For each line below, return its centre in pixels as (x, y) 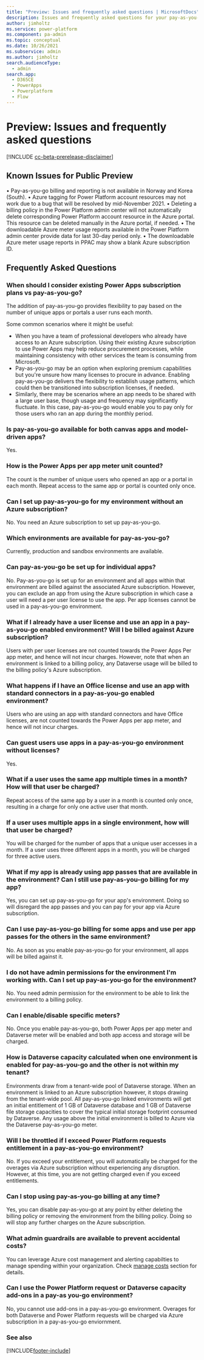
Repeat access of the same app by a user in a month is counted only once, (100, 800)
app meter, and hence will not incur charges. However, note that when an (98, 657)
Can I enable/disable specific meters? (63, 1015)
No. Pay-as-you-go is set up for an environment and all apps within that (96, 580)
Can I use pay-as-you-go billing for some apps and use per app (101, 929)
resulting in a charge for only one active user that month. (77, 806)
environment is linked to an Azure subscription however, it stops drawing (97, 1092)
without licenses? (33, 750)
